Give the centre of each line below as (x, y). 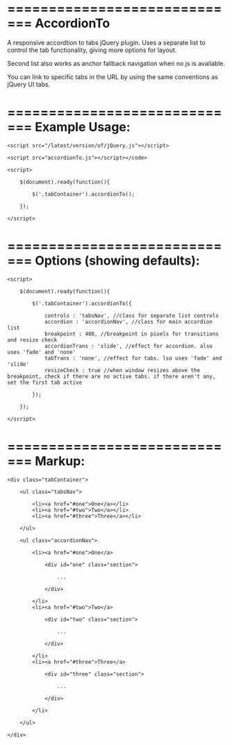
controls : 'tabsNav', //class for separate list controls (131, 316)
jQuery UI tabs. (29, 84)
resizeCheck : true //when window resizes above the (122, 370)
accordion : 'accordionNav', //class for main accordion (129, 321)
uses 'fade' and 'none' (42, 352)
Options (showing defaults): (117, 261)
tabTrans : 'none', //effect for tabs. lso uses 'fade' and (133, 358)
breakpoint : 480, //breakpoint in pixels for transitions (131, 334)
